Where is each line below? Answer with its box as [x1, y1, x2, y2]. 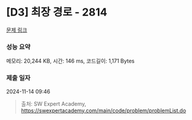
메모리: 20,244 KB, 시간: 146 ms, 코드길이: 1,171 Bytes [6, 57, 135, 64]
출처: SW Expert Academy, [20, 100, 86, 107]
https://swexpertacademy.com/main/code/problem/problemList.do [20, 107, 187, 114]
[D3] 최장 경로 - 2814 [6, 5, 107, 19]
